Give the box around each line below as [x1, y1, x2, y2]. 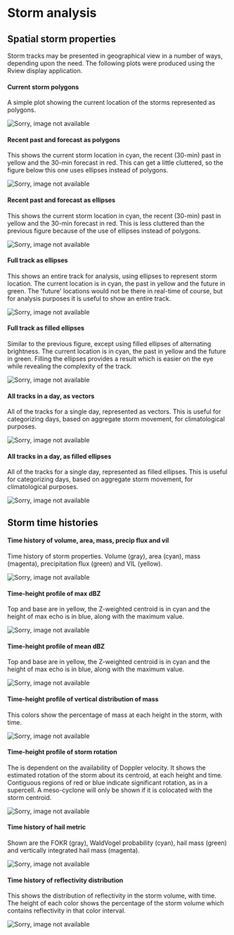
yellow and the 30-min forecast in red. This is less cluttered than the [7, 219, 205, 227]
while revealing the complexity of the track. [7, 362, 132, 371]
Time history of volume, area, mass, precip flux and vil [7, 536, 169, 545]
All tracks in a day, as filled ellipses [7, 452, 112, 460]
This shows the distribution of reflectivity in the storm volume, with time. [7, 891, 216, 900]
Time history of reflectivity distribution [7, 876, 124, 884]
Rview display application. [7, 67, 83, 75]
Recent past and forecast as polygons [7, 135, 121, 144]
